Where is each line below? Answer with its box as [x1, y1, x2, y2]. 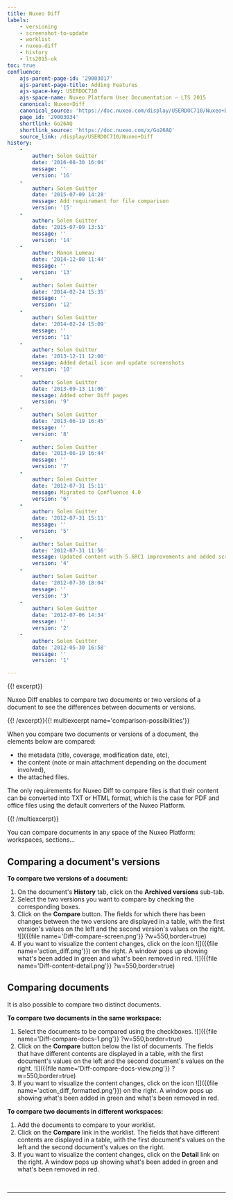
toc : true [7, 62, 36, 69]
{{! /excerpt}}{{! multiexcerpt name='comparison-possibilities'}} [7, 717, 190, 725]
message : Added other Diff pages [32, 392, 129, 399]
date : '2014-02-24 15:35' [32, 288, 107, 296]
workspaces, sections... [7, 835, 75, 844]
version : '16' [32, 172, 73, 179]
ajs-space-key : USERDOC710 [19, 88, 98, 95]
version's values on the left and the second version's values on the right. [17, 925, 225, 933]
